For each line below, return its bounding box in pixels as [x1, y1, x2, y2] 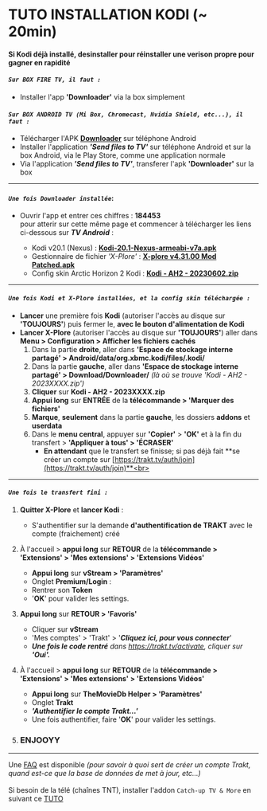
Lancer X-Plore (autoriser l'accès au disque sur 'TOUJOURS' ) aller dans [19, 327, 258, 337]
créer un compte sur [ [43, 454, 115, 464]
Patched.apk [31, 261, 75, 270]
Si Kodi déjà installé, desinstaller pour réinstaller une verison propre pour [8, 49, 254, 59]
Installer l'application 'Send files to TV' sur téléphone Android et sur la [19, 142, 252, 152]
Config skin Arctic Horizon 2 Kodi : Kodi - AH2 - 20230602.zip [31, 268, 239, 278]
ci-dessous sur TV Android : [19, 228, 114, 237]
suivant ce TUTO [8, 794, 64, 804]
